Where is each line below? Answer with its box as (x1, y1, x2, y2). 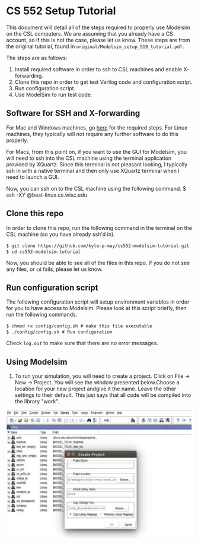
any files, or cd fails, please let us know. (6, 266, 103, 273)
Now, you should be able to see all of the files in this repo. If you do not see (6, 259, 190, 266)
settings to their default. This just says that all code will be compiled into (14, 392, 191, 399)
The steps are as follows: (6, 54, 68, 61)
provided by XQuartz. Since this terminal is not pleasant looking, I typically (6, 160, 188, 168)
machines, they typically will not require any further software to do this (6, 130, 179, 137)
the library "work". (14, 398, 60, 405)
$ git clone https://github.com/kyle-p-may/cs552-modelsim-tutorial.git (6, 242, 190, 249)
